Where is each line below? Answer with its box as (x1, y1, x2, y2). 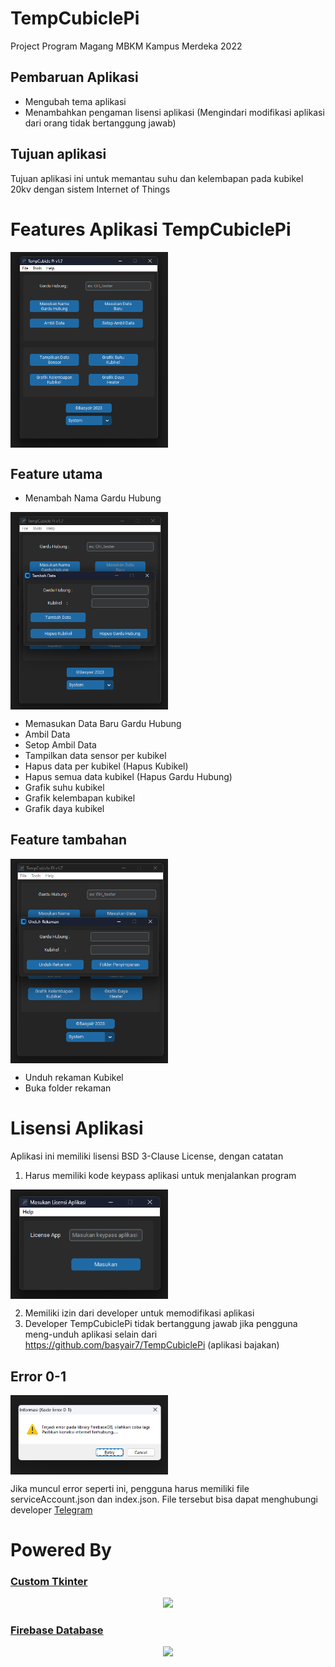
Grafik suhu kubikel (24, 782, 105, 794)
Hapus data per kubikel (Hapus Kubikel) (24, 760, 189, 772)
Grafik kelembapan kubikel (24, 792, 136, 804)
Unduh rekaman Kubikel (24, 1072, 124, 1084)
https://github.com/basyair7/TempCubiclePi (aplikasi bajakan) (24, 1339, 280, 1351)
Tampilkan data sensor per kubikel (24, 750, 167, 762)
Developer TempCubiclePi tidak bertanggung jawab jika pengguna (24, 1318, 298, 1330)
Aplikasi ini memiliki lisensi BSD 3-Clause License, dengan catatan (10, 1150, 284, 1162)
